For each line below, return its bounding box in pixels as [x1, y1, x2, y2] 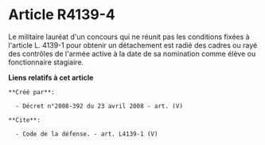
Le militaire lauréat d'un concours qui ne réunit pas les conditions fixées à [8, 32, 250, 41]
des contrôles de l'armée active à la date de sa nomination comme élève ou [8, 49, 256, 58]
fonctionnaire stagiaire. [8, 57, 84, 67]
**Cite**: [8, 116, 41, 124]
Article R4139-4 [8, 6, 115, 24]
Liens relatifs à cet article [8, 72, 94, 82]
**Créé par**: [8, 88, 56, 96]
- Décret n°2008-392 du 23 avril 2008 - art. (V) [15, 102, 183, 110]
